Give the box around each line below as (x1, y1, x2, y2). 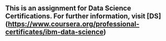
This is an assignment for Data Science (5, 4, 131, 13)
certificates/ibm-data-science (5, 28, 104, 36)
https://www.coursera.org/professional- (8, 20, 140, 28)
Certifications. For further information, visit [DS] (5, 12, 161, 21)
